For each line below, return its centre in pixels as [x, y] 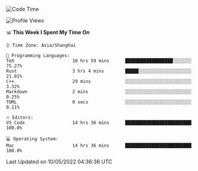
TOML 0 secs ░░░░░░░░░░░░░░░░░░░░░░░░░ [99, 102]
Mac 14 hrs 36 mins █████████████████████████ [99, 146]
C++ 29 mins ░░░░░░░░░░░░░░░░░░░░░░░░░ [99, 81]
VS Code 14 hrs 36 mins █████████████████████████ [99, 123]
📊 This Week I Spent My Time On [48, 32]
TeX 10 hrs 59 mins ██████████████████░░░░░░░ [99, 61]
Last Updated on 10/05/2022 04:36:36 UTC [59, 162]
